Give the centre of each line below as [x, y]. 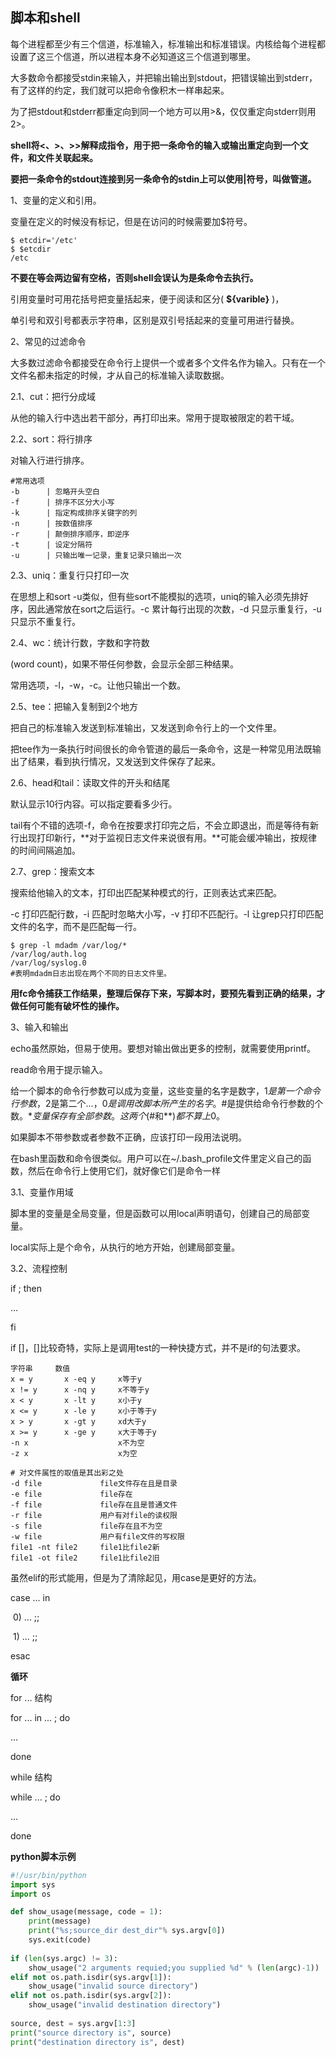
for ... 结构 [31, 1697]
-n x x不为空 [77, 1443]
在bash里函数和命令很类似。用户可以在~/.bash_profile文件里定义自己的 [156, 1158]
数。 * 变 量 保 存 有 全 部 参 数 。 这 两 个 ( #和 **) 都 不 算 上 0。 [117, 1115]
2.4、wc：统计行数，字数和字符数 [80, 642]
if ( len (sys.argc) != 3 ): [64, 1958]
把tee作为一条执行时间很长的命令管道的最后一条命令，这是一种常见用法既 [161, 749]
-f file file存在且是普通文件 [94, 1504]
